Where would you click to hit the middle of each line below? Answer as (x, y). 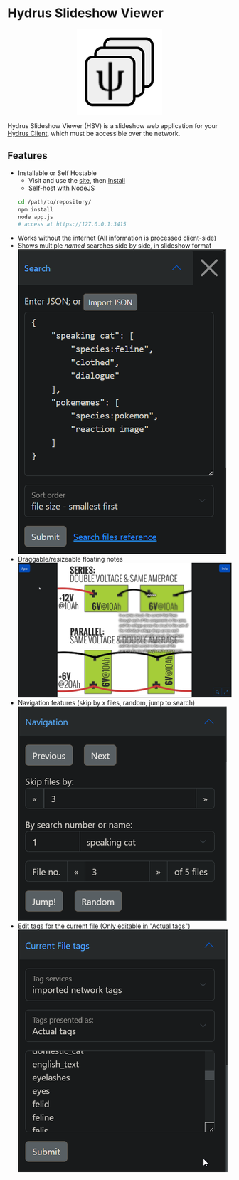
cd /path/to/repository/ (54, 202)
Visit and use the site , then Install (77, 180)
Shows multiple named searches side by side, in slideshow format (115, 246)
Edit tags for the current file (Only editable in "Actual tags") (104, 926)
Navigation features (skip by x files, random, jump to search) (106, 702)
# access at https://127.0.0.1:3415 (72, 225)
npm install (35, 209)
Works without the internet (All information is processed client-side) (117, 238)
